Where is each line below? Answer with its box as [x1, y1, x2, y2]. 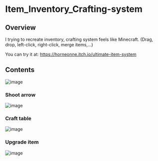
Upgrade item [5, 139, 39, 146]
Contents [5, 66, 35, 74]
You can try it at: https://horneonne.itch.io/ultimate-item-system [5, 51, 137, 57]
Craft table [5, 115, 31, 122]
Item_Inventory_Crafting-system [5, 3, 143, 15]
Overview [5, 23, 36, 32]
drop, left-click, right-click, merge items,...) [5, 42, 93, 48]
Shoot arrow [5, 91, 36, 98]
